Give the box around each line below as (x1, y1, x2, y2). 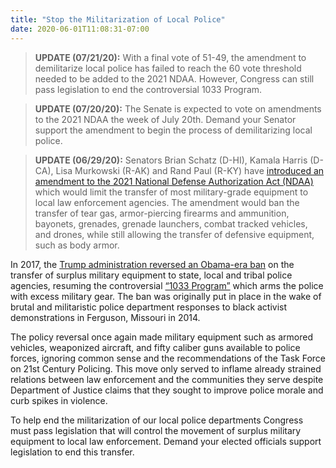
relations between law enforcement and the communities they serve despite (10, 373, 324, 385)
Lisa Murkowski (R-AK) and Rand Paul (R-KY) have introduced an (55, 164, 325, 176)
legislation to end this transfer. (10, 446, 135, 458)
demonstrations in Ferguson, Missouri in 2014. (10, 311, 201, 323)
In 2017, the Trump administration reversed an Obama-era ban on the (10, 258, 295, 270)
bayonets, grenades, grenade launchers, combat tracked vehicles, (34, 217, 308, 230)
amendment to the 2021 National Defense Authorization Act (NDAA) (34, 175, 314, 187)
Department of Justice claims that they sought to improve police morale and (10, 384, 324, 396)
